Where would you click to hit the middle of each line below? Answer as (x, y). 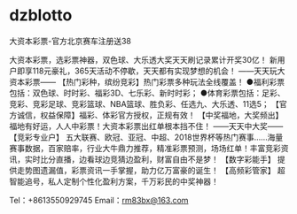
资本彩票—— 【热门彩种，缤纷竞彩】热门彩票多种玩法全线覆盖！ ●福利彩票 (147, 81)
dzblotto (41, 15)
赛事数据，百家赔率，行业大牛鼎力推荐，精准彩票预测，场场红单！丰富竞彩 (145, 148)
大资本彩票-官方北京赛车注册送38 (70, 41)
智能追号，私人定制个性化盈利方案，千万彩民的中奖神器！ (114, 181)
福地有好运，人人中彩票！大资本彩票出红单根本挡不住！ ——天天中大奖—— (146, 126)
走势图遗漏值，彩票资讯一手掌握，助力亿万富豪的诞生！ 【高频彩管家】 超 (151, 170)
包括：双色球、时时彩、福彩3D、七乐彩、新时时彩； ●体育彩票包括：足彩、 (147, 93)
